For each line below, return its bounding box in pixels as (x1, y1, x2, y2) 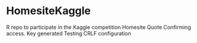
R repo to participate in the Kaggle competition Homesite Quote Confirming (6, 24, 191, 31)
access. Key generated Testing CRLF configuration (6, 29, 131, 37)
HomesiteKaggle (6, 4, 91, 18)
